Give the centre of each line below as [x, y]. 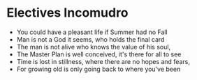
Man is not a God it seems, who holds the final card [90, 39]
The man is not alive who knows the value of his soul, [94, 47]
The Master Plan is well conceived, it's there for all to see [99, 54]
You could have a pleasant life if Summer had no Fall [92, 32]
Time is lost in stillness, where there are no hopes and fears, [103, 61]
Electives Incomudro [67, 13]
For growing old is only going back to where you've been [98, 69]
